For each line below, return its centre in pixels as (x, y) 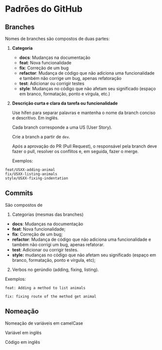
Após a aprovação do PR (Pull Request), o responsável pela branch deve (84, 146)
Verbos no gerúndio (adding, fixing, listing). (56, 270)
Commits (19, 193)
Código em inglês (23, 342)
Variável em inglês (23, 332)
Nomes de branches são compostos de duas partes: (57, 39)
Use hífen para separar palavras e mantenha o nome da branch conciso (84, 113)
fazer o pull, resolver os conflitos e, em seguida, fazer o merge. (75, 151)
